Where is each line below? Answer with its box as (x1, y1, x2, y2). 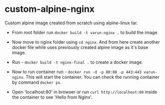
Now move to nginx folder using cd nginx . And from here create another (11, 39, 160, 45)
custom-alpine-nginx (4, 3, 95, 15)
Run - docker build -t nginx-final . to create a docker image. (11, 59, 143, 65)
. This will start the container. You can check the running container (23, 74, 160, 80)
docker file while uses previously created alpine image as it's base (11, 44, 149, 50)
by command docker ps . (11, 79, 62, 85)
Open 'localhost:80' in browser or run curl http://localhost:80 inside (11, 89, 158, 95)
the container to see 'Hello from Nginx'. (11, 94, 93, 100)
